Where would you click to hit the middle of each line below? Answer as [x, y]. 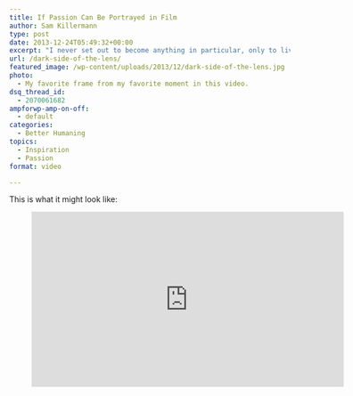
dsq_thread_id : [37, 92]
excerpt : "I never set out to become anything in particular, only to [143, 51]
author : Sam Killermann [53, 26]
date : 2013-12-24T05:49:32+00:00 [71, 42]
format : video [36, 166]
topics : [24, 141]
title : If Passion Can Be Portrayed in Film [93, 17]
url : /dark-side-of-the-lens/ [66, 59]
